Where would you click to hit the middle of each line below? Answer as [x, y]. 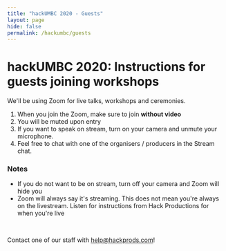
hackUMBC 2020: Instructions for [106, 67]
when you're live [41, 213]
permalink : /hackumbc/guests [49, 33]
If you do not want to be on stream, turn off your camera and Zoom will [118, 184]
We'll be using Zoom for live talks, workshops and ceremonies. [96, 101]
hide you [30, 192]
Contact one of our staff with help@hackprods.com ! [81, 240]
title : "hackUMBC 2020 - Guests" [55, 13]
